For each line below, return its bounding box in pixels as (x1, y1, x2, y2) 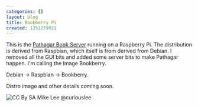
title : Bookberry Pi (6, 19, 57, 25)
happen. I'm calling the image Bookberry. (6, 60, 106, 67)
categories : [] (6, 8, 44, 15)
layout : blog (6, 14, 38, 20)
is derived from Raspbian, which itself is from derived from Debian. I (6, 48, 172, 55)
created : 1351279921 (6, 25, 57, 31)
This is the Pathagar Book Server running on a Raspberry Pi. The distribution (6, 41, 192, 48)
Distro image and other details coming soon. (6, 83, 114, 90)
